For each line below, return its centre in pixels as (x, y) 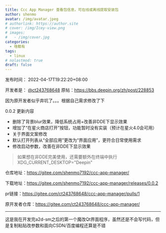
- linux (18, 56)
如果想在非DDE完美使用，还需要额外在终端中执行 (67, 157)
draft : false (19, 65)
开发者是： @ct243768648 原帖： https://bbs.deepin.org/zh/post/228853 (80, 90)
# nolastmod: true (24, 60)
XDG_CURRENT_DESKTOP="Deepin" (55, 163)
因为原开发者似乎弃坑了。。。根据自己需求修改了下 (55, 101)
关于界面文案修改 (30, 134)
